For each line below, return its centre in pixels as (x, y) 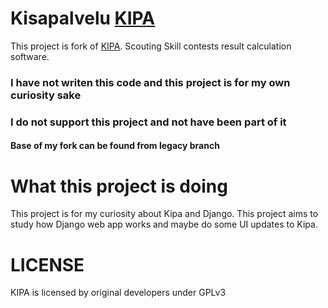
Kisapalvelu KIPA (83, 18)
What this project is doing (119, 186)
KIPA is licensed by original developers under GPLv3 (118, 293)
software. (30, 56)
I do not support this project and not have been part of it (148, 122)
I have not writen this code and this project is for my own (150, 82)
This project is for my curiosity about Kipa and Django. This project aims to (164, 214)
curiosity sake (46, 95)
